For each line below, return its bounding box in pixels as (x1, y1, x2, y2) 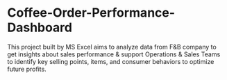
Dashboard (7, 19, 73, 35)
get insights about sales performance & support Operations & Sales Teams (7, 50, 221, 58)
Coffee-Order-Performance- (7, 5, 176, 21)
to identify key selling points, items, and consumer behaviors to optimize (7, 57, 215, 65)
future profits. (7, 65, 47, 73)
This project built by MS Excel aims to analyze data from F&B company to (7, 42, 217, 51)
